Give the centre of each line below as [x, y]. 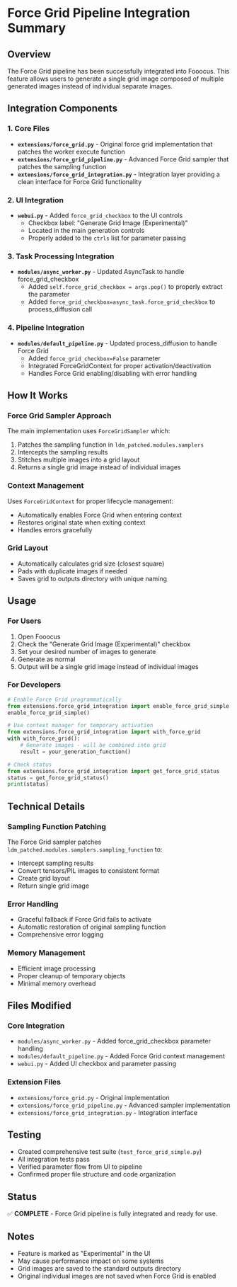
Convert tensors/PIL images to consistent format [88, 871]
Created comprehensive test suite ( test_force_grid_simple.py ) [110, 1152]
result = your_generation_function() [76, 752]
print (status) [28, 784]
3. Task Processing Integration [61, 256]
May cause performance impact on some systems [91, 1261]
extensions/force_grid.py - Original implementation [93, 1097]
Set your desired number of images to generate [87, 651]
